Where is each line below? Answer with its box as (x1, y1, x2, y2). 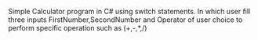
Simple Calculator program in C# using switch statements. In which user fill (8, 7, 251, 16)
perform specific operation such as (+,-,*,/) (8, 24, 147, 32)
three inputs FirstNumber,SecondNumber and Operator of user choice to (8, 15, 243, 24)
